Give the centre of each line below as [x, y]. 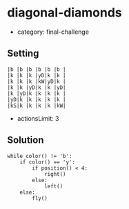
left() [53, 186]
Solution [26, 140]
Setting [23, 53]
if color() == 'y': [48, 162]
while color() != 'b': [40, 156]
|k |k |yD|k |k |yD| [37, 88]
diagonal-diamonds [64, 13]
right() [55, 174]
